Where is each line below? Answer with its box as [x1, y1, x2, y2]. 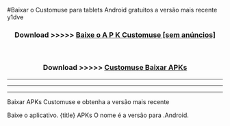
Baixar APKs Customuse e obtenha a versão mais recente [7, 97, 170, 105]
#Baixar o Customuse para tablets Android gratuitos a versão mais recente [7, 6, 218, 14]
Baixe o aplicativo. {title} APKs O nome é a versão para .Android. [7, 111, 190, 119]
